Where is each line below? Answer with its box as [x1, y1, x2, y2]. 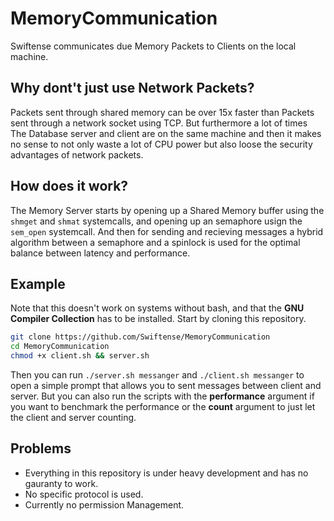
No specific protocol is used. [24, 488, 144, 500]
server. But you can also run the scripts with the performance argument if [10, 390, 315, 402]
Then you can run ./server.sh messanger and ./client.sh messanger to [10, 369, 305, 381]
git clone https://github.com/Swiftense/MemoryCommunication [10, 332, 271, 342]
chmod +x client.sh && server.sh [10, 351, 150, 361]
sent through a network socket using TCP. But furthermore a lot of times [10, 117, 308, 129]
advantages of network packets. [10, 148, 144, 161]
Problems [10, 440, 72, 457]
